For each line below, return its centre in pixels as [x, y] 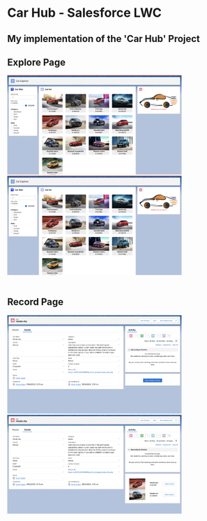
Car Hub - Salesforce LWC [85, 13]
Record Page [36, 302]
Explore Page [37, 62]
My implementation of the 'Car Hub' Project [104, 39]
